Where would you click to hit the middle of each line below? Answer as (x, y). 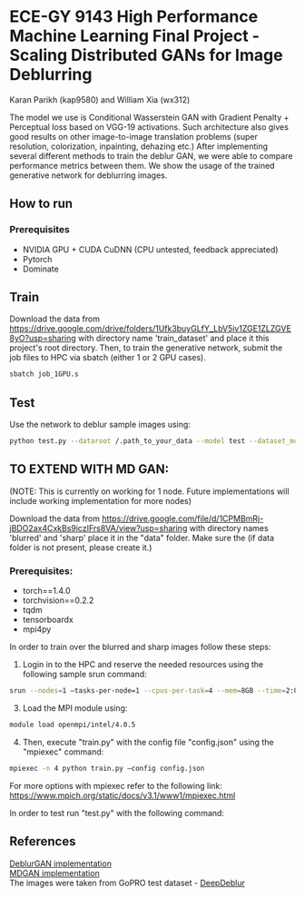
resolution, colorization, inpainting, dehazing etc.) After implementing (139, 146)
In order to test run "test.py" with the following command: (117, 813)
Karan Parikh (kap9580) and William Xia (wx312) (100, 99)
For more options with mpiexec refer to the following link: (116, 785)
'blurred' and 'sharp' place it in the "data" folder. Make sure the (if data (142, 537)
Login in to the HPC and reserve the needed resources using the (143, 665)
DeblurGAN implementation (60, 863)
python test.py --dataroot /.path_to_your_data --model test (128, 441)
